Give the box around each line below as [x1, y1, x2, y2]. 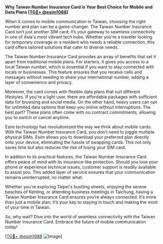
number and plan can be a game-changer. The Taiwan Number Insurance [5, 24, 152, 30]
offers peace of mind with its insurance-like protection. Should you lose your [5, 159, 158, 165]
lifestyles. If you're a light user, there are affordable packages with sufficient [5, 94, 157, 100]
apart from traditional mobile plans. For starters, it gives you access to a [5, 59, 149, 64]
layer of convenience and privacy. [5, 79, 73, 85]
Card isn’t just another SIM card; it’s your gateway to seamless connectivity [5, 29, 156, 34]
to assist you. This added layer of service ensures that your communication [5, 169, 156, 175]
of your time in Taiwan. [5, 204, 51, 210]
